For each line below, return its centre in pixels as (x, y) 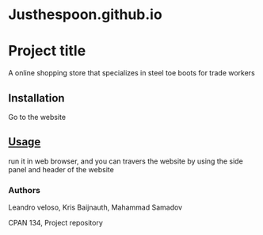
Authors (25, 190)
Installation (36, 98)
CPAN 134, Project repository (55, 223)
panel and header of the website (61, 169)
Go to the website (37, 117)
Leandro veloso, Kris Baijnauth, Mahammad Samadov (95, 207)
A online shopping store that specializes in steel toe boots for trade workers (131, 73)
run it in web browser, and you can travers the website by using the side (126, 161)
